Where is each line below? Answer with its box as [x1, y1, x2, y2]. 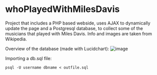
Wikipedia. [5, 36, 27, 42]
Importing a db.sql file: [5, 55, 52, 61]
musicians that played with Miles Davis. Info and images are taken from [5, 30, 152, 36]
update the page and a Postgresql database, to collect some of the [5, 25, 143, 31]
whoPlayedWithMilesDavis [5, 3, 120, 15]
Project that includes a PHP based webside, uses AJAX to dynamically [5, 20, 150, 26]
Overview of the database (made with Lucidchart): [5, 45, 109, 51]
